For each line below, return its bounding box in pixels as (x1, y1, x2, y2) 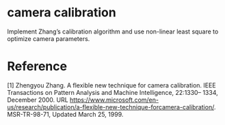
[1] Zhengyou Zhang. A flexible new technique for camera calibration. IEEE (7, 81, 217, 89)
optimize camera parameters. (7, 34, 90, 42)
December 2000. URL (7, 96, 68, 104)
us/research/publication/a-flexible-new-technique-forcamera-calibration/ (7, 102, 214, 111)
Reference (7, 59, 67, 74)
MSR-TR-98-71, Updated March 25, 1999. (7, 110, 124, 118)
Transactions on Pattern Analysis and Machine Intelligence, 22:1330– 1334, (7, 88, 218, 96)
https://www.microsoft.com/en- (69, 96, 159, 104)
